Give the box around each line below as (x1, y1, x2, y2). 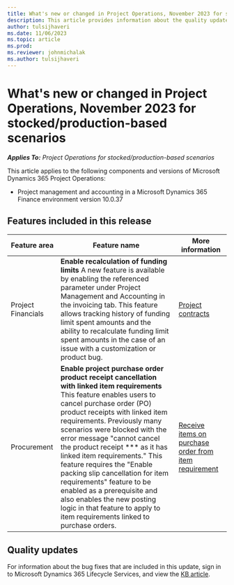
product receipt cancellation (60, 372, 157, 382)
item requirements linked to (60, 512, 150, 522)
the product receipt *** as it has (60, 442, 169, 452)
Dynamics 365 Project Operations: (7, 174, 106, 182)
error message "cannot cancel (60, 433, 160, 443)
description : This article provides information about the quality (7, 17, 208, 24)
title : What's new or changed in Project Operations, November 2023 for (7, 10, 223, 17)
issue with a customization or (60, 343, 157, 353)
